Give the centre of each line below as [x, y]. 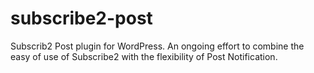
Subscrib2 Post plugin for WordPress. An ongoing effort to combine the [157, 46]
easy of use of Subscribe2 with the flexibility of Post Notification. [144, 56]
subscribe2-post [81, 18]
